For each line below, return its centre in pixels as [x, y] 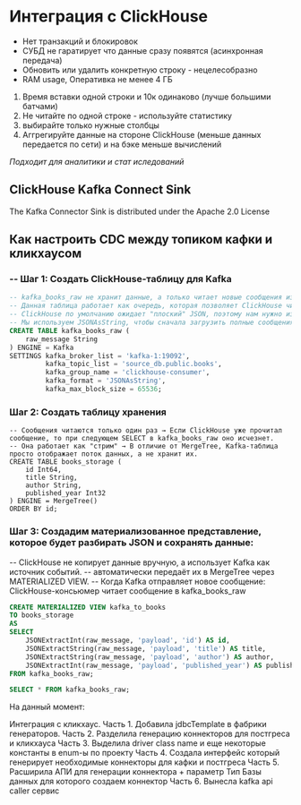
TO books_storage [42, 615]
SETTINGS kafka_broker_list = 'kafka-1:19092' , [100, 355]
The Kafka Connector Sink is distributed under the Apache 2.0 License [140, 211]
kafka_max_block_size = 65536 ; [104, 390]
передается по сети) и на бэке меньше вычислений [122, 144]
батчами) [40, 106]
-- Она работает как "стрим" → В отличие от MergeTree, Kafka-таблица [144, 446]
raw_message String [62, 339]
